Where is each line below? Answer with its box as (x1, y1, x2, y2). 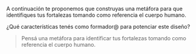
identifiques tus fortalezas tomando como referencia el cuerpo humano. (6, 11, 187, 19)
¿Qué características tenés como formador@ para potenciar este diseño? (6, 23, 191, 30)
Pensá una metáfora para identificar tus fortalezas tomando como (21, 35, 187, 41)
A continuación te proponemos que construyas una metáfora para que (6, 5, 183, 12)
